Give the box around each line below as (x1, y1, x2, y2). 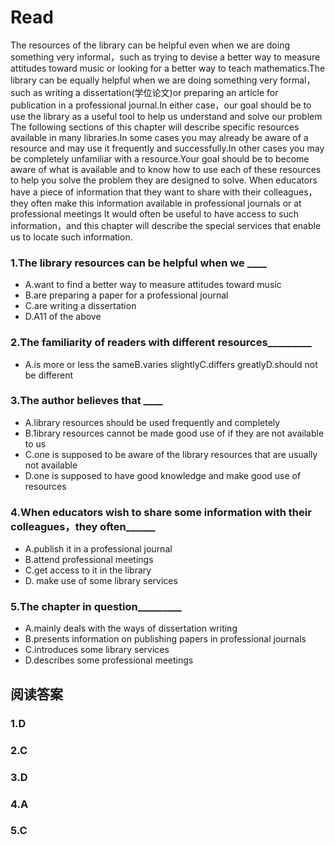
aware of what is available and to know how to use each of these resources (10, 163, 322, 175)
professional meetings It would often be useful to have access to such (10, 207, 300, 220)
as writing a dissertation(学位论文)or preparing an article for (32, 86, 279, 98)
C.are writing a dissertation (24, 300, 137, 312)
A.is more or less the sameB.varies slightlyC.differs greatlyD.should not (24, 358, 318, 370)
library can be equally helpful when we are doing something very (10, 74, 278, 86)
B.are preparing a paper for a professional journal (24, 289, 229, 301)
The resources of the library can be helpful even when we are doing (10, 39, 291, 51)
